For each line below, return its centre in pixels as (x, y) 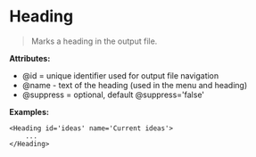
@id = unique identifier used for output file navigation (120, 75)
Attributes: (30, 58)
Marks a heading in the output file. (94, 41)
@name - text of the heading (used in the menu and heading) (135, 85)
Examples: (29, 112)
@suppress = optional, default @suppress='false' (113, 95)
